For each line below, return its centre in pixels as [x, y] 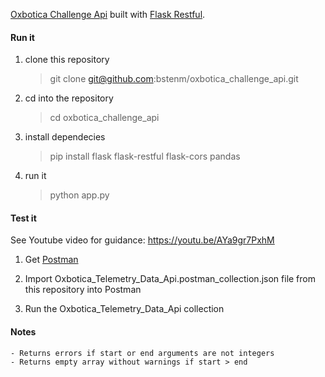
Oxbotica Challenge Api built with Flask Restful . [108, 14]
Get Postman [51, 260]
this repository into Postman [83, 290]
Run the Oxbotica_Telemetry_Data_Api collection [124, 309]
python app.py [79, 195]
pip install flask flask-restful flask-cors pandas [145, 156]
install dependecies [65, 137]
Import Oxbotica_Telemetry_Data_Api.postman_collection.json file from [170, 279]
